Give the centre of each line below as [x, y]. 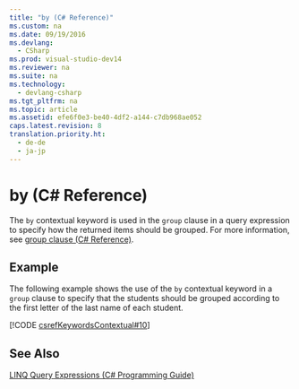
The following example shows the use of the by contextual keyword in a [141, 289]
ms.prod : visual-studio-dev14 [66, 59]
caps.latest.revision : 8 [56, 126]
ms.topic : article [43, 109]
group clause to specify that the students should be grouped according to [145, 298]
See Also [34, 354]
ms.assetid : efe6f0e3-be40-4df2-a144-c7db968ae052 [106, 117]
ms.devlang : [31, 43]
